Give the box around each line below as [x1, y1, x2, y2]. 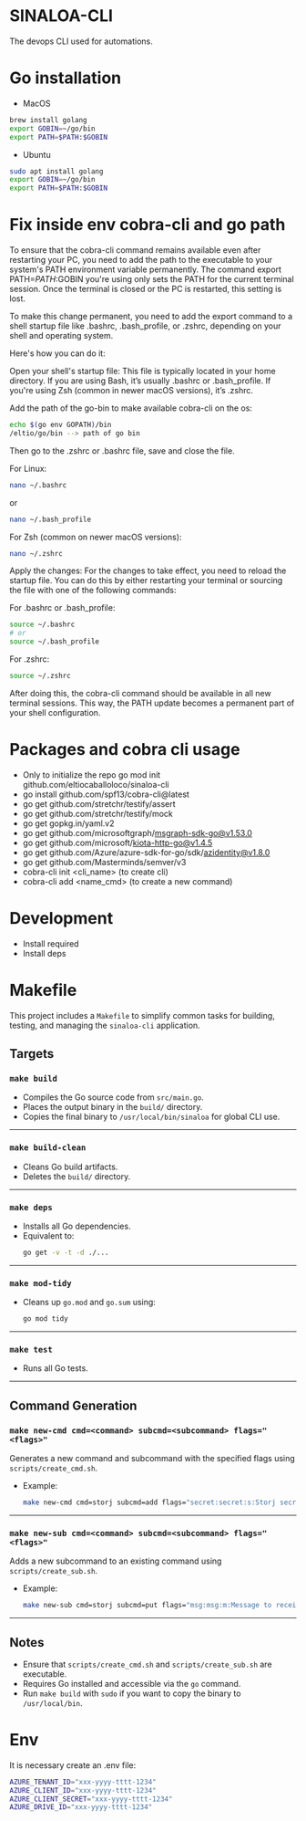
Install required [22, 937, 79, 949]
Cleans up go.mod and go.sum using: [22, 1297, 157, 1308]
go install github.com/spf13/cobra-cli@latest [22, 789, 189, 800]
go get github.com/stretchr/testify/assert [22, 798, 176, 809]
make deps [9, 1202, 53, 1212]
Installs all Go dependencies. [22, 1220, 131, 1232]
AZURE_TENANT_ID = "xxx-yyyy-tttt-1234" [9, 1777, 157, 1786]
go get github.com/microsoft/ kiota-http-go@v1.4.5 [22, 837, 213, 848]
